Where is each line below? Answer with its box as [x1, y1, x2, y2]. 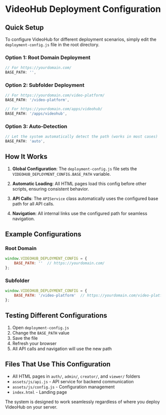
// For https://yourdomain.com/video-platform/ [5, 93, 105, 98]
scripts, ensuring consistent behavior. [12, 186, 89, 192]
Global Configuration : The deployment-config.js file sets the [12, 165, 137, 172]
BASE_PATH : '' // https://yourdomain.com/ [14, 261, 105, 266]
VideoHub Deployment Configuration [5, 3, 161, 15]
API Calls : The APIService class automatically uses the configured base [12, 195, 159, 202]
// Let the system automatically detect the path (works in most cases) [5, 134, 158, 139]
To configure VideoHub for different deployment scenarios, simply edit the [5, 36, 157, 42]
